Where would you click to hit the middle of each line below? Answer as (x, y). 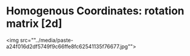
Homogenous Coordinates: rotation (95, 11)
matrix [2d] (34, 24)
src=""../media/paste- (47, 40)
